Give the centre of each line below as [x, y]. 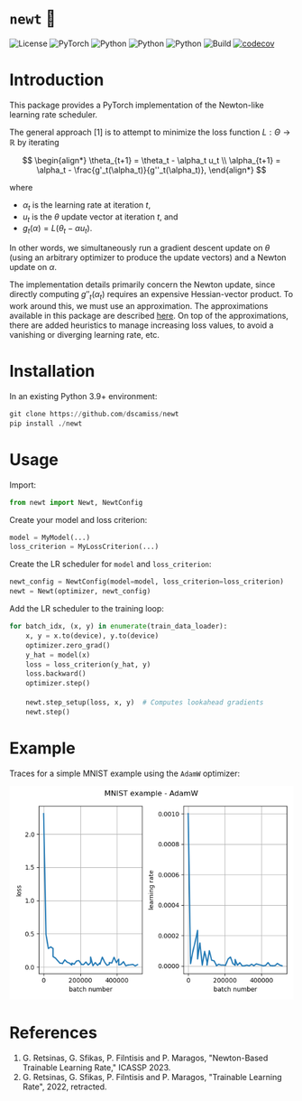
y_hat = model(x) [58, 655]
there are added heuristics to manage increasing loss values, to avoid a [142, 325]
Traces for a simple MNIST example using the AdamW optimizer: [125, 773]
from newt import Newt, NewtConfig [76, 502]
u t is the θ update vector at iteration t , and [100, 218]
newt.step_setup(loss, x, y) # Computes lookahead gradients [145, 703]
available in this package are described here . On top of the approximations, [149, 316]
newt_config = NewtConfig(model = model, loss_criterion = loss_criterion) [146, 582]
